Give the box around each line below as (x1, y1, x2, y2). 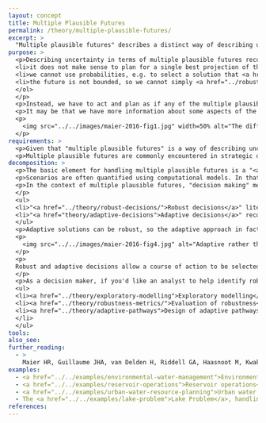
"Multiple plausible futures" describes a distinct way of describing (15, 41, 253, 49)
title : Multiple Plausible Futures (8, 19, 126, 27)
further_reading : (8, 344, 66, 352)
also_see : (8, 336, 41, 344)
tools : (8, 329, 30, 337)
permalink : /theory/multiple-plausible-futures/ (8, 26, 172, 34)
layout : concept (8, 11, 62, 20)
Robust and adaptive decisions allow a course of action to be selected (15, 263, 260, 271)
